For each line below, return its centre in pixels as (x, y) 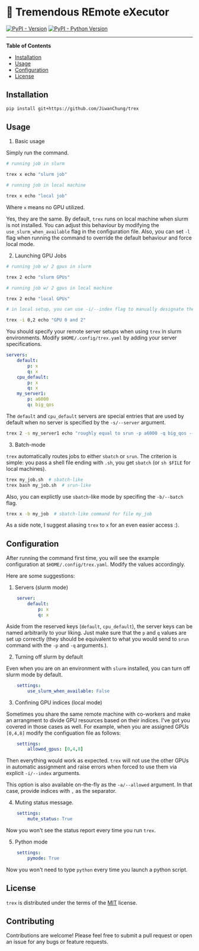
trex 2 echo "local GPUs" (38, 299)
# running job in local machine (46, 185)
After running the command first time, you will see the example (83, 558)
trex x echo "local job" (37, 196)
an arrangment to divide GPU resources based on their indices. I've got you (98, 720)
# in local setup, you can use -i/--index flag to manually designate (95, 309)
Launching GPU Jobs (41, 256)
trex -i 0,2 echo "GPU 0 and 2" (46, 320)
